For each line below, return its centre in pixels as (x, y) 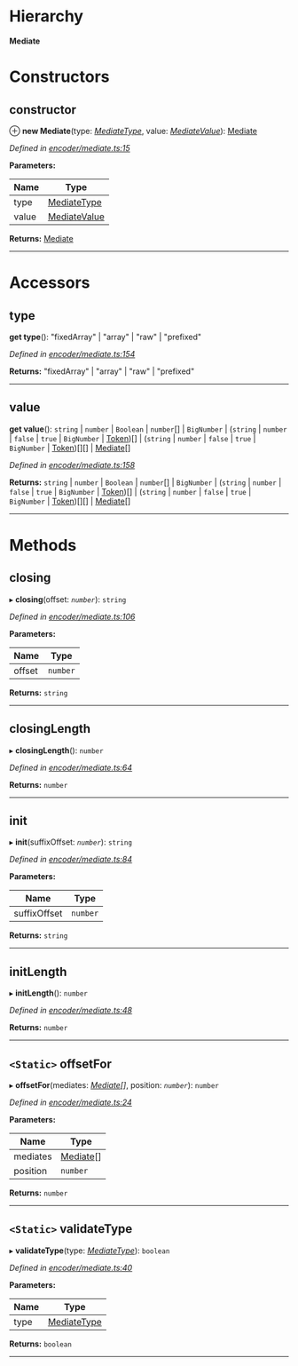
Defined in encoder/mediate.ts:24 (71, 1102)
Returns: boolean (41, 1344)
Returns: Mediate (41, 238)
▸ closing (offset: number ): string (68, 599)
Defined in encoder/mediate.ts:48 (71, 1011)
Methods (43, 545)
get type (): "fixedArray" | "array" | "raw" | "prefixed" (106, 337)
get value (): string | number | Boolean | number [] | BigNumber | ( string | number (148, 429)
